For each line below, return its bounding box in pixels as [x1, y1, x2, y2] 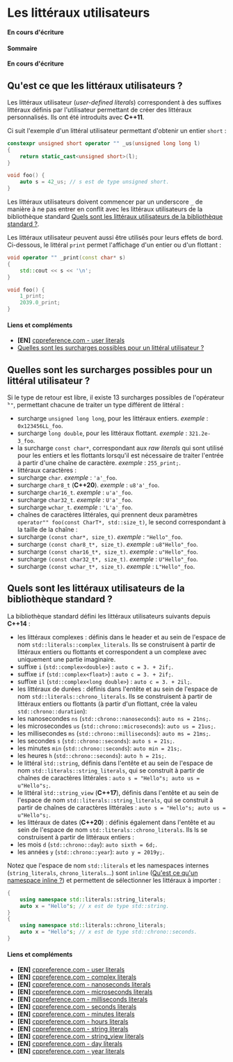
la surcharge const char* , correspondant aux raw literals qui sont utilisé [17, 444, 224, 453]
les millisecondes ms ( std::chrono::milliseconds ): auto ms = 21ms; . [17, 729, 211, 737]
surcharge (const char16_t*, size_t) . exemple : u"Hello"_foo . [17, 547, 198, 556]
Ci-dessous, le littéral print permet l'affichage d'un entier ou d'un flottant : [7, 241, 221, 249]
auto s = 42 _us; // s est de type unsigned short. [19, 179, 170, 185]
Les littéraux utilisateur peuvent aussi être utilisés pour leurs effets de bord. [7, 234, 223, 242]
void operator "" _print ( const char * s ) [7, 255, 127, 261]
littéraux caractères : [17, 466, 77, 475]
